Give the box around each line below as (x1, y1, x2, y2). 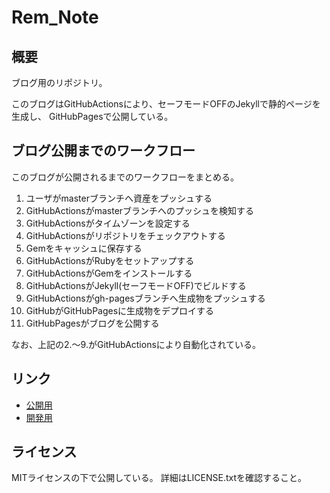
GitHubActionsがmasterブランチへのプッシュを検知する (25, 204, 255, 216)
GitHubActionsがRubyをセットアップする (25, 254, 195, 266)
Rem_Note (11, 6, 99, 29)
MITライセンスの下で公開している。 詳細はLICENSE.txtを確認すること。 (11, 472, 308, 484)
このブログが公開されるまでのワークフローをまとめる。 (11, 171, 239, 183)
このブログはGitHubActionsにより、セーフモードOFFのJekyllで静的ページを (11, 98, 321, 110)
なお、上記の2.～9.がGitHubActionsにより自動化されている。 (11, 338, 262, 350)
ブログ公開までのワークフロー (11, 142, 196, 160)
